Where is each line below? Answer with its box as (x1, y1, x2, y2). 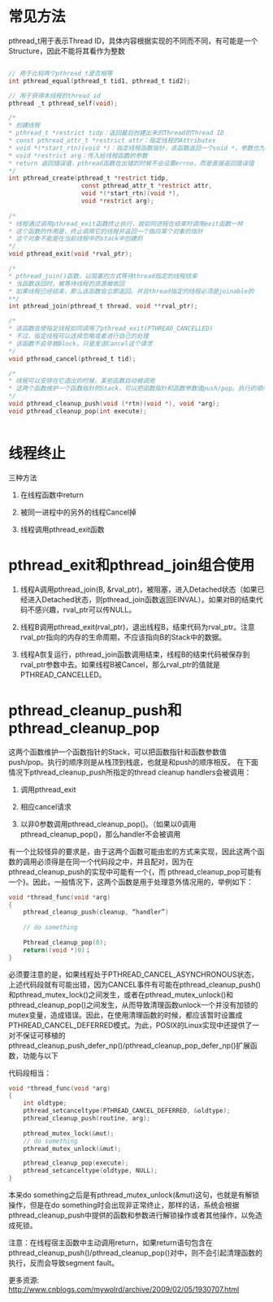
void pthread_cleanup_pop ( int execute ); (8, 407, 148, 415)
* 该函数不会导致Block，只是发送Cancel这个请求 (8, 339, 153, 348)
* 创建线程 (8, 121, 41, 130)
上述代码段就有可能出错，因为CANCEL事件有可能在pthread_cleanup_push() (8, 979, 262, 989)
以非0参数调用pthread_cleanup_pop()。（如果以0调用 (19, 818, 197, 829)
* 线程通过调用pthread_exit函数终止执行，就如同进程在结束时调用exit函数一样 (8, 219, 244, 228)
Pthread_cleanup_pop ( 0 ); (23, 938, 107, 947)
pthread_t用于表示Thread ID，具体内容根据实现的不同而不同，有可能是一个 (8, 36, 258, 46)
